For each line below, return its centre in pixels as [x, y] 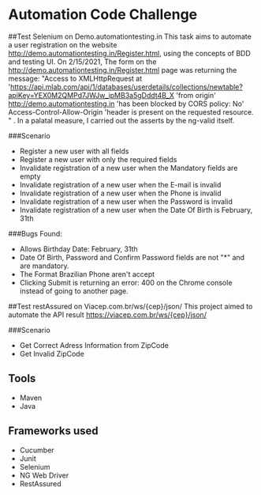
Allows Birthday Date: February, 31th [78, 249]
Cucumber [37, 450]
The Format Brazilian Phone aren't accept [87, 274]
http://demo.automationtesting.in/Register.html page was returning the [123, 70]
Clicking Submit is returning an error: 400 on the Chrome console [126, 282]
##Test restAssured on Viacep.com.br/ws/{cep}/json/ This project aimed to [130, 306]
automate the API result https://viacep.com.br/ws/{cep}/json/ [108, 315]
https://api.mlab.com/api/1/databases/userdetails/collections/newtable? [127, 87]
